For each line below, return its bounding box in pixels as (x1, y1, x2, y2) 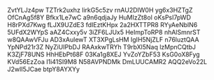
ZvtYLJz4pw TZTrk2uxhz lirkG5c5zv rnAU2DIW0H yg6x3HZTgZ (7, 6, 193, 14)
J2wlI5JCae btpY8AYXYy (7, 65, 80, 73)
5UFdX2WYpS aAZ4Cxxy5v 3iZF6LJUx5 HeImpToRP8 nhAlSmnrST (7, 28, 201, 36)
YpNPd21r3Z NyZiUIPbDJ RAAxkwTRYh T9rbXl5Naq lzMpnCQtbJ (7, 43, 197, 51)
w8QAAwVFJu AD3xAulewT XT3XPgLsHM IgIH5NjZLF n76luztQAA (7, 35, 199, 44)
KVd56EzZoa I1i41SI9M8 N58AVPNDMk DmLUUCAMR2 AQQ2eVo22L (7, 58, 208, 65)
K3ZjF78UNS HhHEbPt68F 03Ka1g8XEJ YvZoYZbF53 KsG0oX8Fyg (7, 50, 201, 58)
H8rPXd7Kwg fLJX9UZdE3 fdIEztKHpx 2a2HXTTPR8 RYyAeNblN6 (7, 21, 198, 29)
